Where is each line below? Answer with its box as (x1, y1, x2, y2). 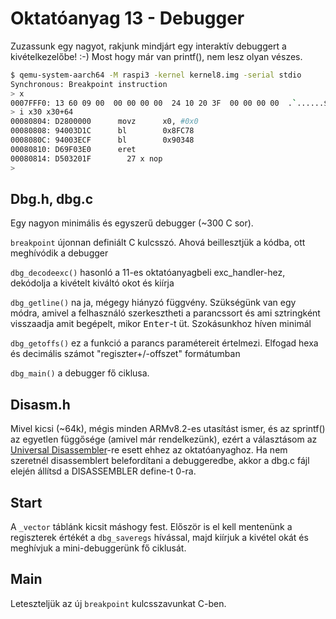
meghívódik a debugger (10, 247, 109, 259)
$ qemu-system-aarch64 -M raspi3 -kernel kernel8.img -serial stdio (10, 70, 302, 80)
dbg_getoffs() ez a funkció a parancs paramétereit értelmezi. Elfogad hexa (10, 337, 319, 349)
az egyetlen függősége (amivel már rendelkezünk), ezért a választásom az (10, 433, 318, 446)
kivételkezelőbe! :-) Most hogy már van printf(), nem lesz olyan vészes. (10, 50, 303, 62)
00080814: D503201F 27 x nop (10, 153, 163, 164)
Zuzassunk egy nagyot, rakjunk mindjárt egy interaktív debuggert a (10, 40, 287, 52)
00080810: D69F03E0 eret (10, 144, 137, 154)
